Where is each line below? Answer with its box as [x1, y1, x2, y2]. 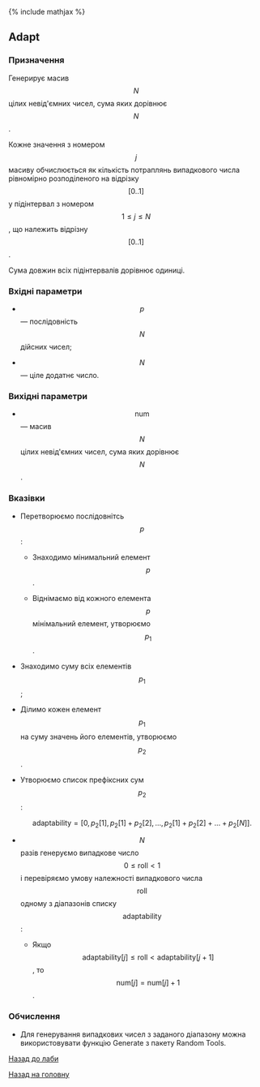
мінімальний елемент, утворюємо [32, 618, 151, 628]
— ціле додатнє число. [19, 370, 100, 380]
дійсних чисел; [19, 342, 72, 351]
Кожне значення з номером [8, 140, 105, 149]
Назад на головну [8, 1069, 70, 1079]
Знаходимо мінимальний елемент [32, 552, 151, 562]
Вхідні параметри [8, 286, 83, 297]
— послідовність [19, 316, 79, 326]
